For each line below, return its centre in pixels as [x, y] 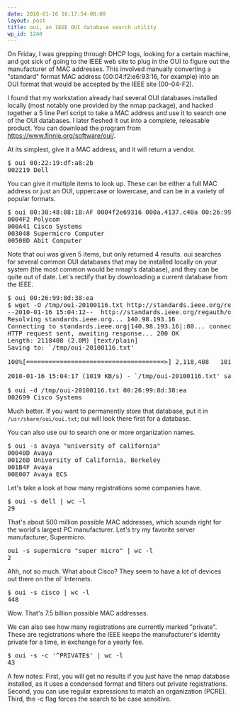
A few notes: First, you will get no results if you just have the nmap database [119, 677]
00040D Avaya [30, 453]
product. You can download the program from [74, 128]
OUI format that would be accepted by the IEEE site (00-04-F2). [101, 84]
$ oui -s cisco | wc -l [49, 593]
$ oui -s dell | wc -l [47, 501]
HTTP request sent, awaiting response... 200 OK [93, 334]
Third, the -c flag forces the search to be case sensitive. [89, 699]
